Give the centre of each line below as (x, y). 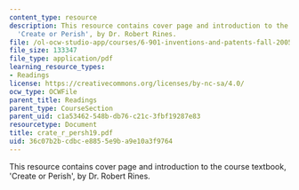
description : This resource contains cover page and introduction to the (149, 26)
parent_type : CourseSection (61, 108)
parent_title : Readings (53, 100)
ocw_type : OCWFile (43, 91)
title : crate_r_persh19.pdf (61, 133)
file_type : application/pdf (61, 59)
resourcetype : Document (53, 125)
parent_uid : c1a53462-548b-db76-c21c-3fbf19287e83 (105, 116)
